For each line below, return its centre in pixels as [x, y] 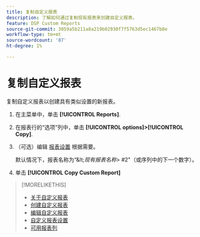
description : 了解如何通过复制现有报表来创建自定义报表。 [72, 18]
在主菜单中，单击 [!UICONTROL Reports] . [68, 114]
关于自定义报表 [49, 197]
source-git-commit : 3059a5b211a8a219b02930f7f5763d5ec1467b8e [87, 29]
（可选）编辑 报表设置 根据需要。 [57, 146]
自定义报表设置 [49, 220]
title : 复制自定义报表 [32, 12]
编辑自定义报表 [49, 212]
